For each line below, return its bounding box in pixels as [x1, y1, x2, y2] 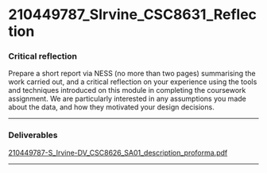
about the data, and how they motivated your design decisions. [8, 102, 215, 112]
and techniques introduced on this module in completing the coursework [8, 86, 246, 95]
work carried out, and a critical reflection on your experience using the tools [8, 77, 257, 86]
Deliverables [8, 129, 58, 140]
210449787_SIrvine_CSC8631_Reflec [8, 6, 257, 24]
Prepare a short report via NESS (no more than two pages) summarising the [8, 69, 256, 79]
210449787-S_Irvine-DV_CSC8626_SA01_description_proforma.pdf [8, 148, 228, 157]
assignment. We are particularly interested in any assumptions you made [8, 94, 246, 104]
